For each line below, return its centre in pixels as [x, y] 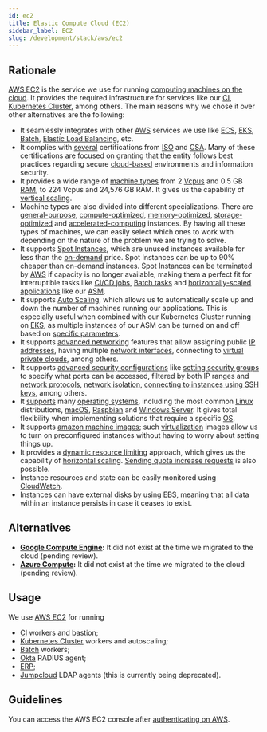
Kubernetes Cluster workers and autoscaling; [94, 641]
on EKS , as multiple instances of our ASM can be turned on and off [130, 325]
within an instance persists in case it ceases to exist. [106, 503]
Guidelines [35, 700]
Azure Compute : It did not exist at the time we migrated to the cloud [132, 564]
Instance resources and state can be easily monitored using [118, 478]
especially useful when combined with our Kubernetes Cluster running [135, 317]
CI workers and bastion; [59, 632]
